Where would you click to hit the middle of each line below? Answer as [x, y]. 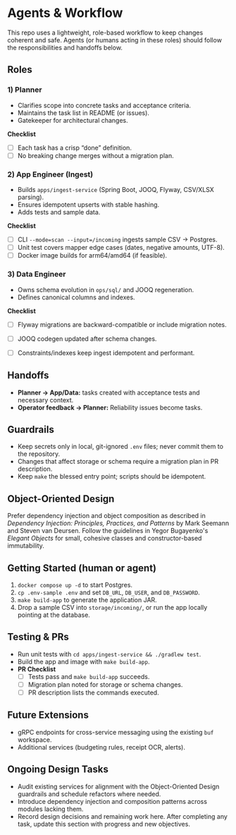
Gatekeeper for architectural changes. [73, 120]
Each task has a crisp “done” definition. [75, 148]
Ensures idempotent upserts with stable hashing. [88, 205]
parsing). [31, 197]
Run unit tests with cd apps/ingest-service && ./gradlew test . [109, 654]
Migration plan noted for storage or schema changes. [105, 684]
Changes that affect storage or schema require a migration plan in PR [118, 462]
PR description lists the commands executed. [94, 692]
